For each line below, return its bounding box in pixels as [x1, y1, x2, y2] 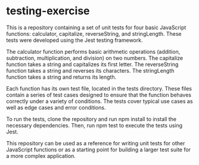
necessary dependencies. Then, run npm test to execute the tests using [6, 122, 183, 129]
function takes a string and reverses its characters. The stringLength [6, 67, 175, 74]
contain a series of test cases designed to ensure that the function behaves [6, 91, 192, 98]
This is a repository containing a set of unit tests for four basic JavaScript [6, 24, 186, 31]
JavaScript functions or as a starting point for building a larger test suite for [6, 146, 191, 153]
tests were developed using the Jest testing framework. [6, 36, 143, 43]
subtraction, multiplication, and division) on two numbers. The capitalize [6, 54, 184, 61]
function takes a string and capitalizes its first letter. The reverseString [6, 61, 179, 68]
